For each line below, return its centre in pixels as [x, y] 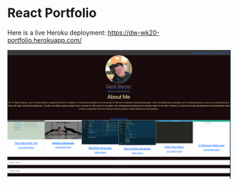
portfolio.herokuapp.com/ [45, 40]
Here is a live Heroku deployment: [57, 33]
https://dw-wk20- [134, 33]
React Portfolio [52, 13]
